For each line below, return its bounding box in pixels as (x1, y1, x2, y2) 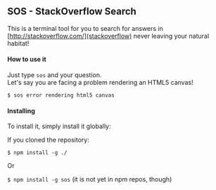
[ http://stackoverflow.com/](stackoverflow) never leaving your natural (7, 32, 210, 40)
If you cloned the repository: (7, 136, 89, 144)
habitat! (7, 39, 30, 48)
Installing (7, 107, 35, 115)
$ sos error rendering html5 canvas (7, 92, 115, 99)
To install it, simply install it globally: (7, 122, 111, 130)
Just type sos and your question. (7, 71, 102, 79)
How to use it (7, 55, 47, 64)
